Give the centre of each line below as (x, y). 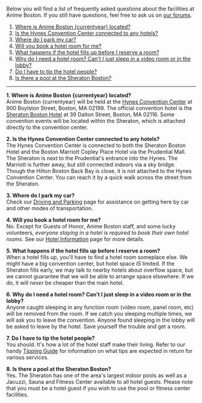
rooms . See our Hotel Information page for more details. (75, 239)
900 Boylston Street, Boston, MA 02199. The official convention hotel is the (99, 108)
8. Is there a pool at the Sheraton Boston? (59, 369)
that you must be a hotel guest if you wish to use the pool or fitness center (98, 388)
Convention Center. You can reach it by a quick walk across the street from (99, 177)
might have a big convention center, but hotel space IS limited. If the (90, 264)
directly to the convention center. (47, 127)
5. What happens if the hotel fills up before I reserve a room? (83, 251)
